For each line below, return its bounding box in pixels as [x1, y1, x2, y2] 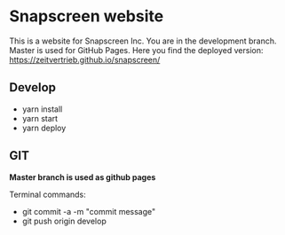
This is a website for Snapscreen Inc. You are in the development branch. [9, 35, 277, 46]
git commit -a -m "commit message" [21, 206, 156, 216]
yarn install [21, 104, 63, 114]
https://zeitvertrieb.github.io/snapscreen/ [9, 54, 161, 65]
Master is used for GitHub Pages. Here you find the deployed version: [9, 44, 264, 55]
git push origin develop [21, 215, 107, 226]
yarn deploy [21, 122, 67, 133]
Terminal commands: [9, 189, 86, 200]
